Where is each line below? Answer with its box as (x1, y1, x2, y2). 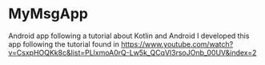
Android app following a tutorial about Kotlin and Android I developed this (8, 31, 250, 40)
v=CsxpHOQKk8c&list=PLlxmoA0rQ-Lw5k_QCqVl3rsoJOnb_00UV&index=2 (8, 48, 257, 57)
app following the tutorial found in (8, 39, 120, 48)
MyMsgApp (8, 5, 88, 23)
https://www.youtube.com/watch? (121, 39, 234, 48)
